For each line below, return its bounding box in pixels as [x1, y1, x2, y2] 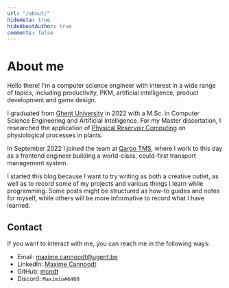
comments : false [7, 29, 53, 36]
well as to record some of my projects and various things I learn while [7, 180, 204, 188]
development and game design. [7, 96, 97, 104]
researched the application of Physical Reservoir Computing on [7, 124, 186, 132]
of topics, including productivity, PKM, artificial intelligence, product [7, 88, 199, 97]
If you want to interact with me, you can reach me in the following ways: [7, 239, 210, 248]
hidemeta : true [7, 16, 51, 23]
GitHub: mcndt [16, 267, 59, 275]
